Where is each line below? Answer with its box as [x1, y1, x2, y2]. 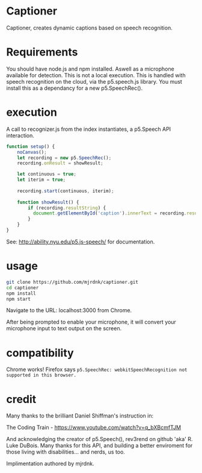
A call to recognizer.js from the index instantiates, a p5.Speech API [6, 125, 171, 133]
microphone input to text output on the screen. [6, 325, 122, 332]
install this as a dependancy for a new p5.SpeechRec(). [6, 84, 143, 92]
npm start [6, 296, 31, 302]
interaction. [6, 131, 35, 139]
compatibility [6, 346, 74, 360]
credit [6, 392, 37, 406]
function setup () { [6, 143, 55, 149]
